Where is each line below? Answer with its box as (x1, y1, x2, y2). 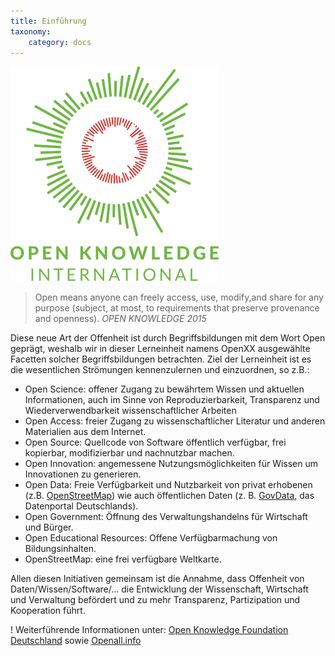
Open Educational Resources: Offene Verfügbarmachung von (24, 532, 278, 544)
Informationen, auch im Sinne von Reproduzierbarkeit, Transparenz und (24, 394, 320, 406)
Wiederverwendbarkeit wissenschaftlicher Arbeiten (24, 405, 237, 417)
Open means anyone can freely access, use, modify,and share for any (34, 291, 324, 304)
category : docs (28, 37, 92, 47)
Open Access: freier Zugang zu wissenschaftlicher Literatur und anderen (24, 415, 326, 427)
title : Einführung (10, 16, 87, 26)
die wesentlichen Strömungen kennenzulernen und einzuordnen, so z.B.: (10, 364, 310, 376)
